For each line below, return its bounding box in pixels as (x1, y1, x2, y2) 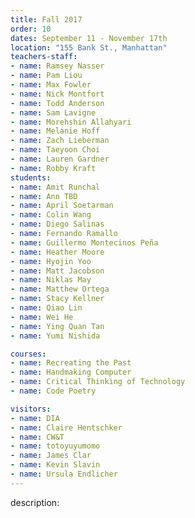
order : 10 (10, 24, 52, 34)
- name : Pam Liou (10, 71, 83, 81)
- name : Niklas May (10, 275, 92, 285)
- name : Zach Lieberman (10, 136, 110, 146)
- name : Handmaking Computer (10, 367, 132, 378)
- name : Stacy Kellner (10, 294, 105, 304)
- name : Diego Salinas (10, 219, 105, 230)
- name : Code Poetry (10, 386, 97, 396)
